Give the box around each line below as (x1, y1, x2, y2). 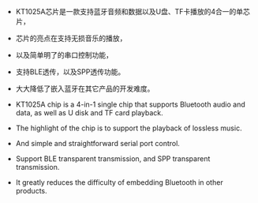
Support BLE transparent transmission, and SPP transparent (15, 154, 211, 164)
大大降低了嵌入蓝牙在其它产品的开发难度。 (15, 84, 155, 93)
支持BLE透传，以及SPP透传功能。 (15, 67, 125, 77)
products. (15, 186, 47, 195)
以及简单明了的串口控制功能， (15, 51, 113, 59)
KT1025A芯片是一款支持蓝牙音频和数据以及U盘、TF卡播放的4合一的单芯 (15, 7, 251, 16)
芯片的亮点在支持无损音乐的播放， (15, 34, 127, 43)
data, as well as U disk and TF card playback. (15, 108, 163, 117)
